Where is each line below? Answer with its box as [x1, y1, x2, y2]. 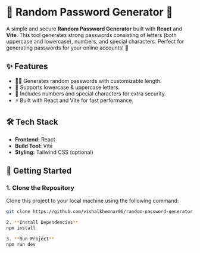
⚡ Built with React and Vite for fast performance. [14, 97, 134, 104]
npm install [6, 225, 36, 231]
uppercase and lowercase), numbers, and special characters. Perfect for [6, 38, 185, 45]
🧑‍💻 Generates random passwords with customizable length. [14, 77, 162, 84]
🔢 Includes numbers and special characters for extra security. [14, 90, 167, 97]
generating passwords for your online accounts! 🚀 [6, 44, 129, 51]
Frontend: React [14, 135, 55, 143]
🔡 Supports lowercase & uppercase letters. [14, 84, 120, 91]
